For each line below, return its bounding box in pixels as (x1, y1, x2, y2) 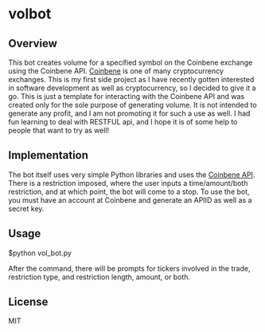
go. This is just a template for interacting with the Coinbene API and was (8, 92, 245, 101)
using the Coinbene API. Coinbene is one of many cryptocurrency (8, 66, 224, 76)
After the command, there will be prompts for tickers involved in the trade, (8, 263, 251, 273)
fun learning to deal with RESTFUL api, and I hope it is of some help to (8, 117, 238, 126)
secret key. (8, 204, 45, 213)
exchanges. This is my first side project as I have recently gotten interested (8, 75, 255, 84)
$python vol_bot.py (8, 248, 72, 258)
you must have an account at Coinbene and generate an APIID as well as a (8, 195, 252, 204)
